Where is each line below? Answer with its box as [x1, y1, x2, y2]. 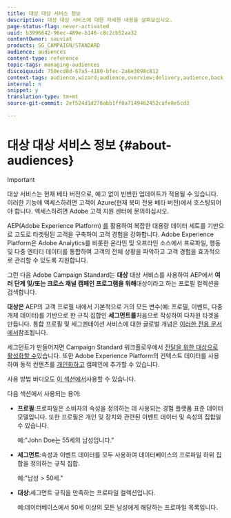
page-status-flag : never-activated [7, 23, 110, 30]
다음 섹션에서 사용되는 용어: [7, 389, 81, 397]
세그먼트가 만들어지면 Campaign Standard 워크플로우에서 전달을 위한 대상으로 [7, 342, 219, 351]
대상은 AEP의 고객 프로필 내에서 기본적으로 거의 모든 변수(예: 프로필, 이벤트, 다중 [7, 302, 223, 311]
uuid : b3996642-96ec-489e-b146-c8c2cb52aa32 [7, 29, 137, 37]
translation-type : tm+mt [7, 94, 79, 101]
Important [7, 175, 35, 183]
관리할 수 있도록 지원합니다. [14, 256, 88, 264]
